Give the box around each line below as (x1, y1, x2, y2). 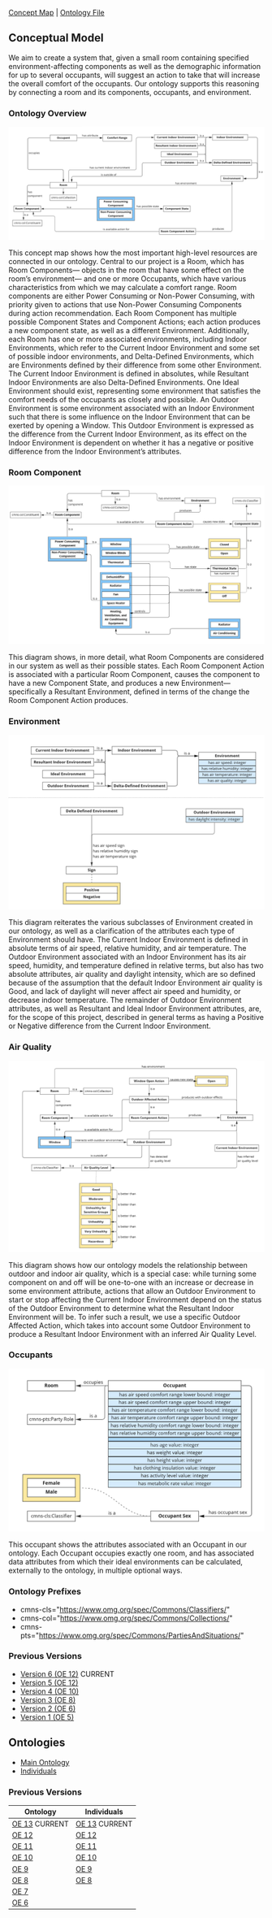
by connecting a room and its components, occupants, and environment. (8, 87, 252, 97)
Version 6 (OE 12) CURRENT (19, 1668, 115, 1678)
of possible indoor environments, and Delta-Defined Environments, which (8, 351, 254, 361)
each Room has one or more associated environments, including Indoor (8, 334, 248, 344)
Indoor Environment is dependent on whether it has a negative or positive (8, 437, 254, 447)
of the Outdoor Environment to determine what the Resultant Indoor (8, 1303, 235, 1313)
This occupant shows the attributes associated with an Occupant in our (8, 1540, 248, 1550)
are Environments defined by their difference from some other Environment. (8, 360, 262, 370)
